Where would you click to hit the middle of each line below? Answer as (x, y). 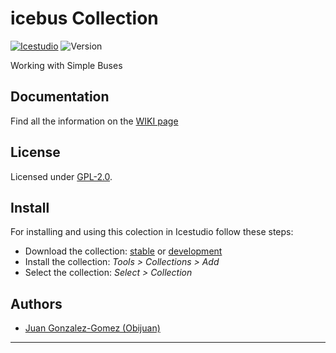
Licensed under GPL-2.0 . (61, 176)
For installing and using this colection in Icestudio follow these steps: (152, 232)
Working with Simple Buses (66, 65)
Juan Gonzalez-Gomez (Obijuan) (92, 328)
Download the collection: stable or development (123, 251)
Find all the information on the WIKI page (94, 121)
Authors (36, 303)
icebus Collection (84, 18)
